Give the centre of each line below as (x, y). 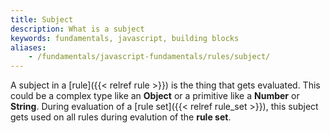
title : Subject (42, 19)
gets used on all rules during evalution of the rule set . (121, 117)
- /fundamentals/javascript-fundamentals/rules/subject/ (149, 57)
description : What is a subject (77, 29)
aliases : (28, 47)
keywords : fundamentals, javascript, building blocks (125, 38)
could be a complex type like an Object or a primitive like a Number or (155, 96)
